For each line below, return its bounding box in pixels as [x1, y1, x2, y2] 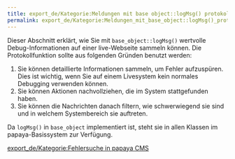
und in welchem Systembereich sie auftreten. [17, 109, 148, 118]
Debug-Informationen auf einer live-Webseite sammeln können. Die [7, 43, 201, 52]
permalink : [7, 17, 39, 24]
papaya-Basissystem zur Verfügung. [7, 130, 113, 139]
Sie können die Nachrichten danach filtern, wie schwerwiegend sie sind [17, 102, 225, 110]
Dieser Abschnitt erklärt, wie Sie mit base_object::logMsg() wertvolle [7, 36, 206, 44]
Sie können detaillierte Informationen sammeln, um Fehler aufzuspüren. [17, 64, 224, 73]
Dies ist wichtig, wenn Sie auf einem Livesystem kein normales [17, 71, 199, 81]
